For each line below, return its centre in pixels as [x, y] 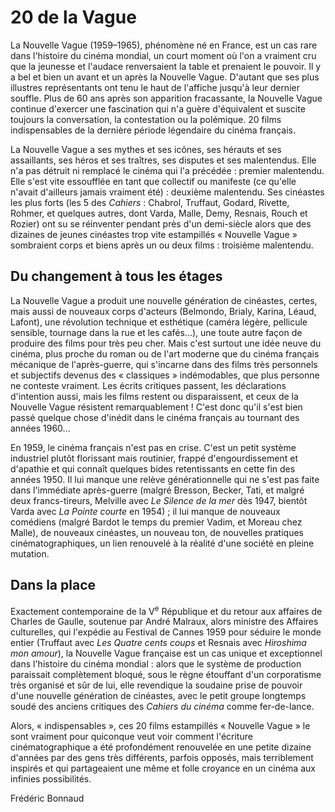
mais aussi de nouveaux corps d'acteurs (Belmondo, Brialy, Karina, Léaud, [163, 311]
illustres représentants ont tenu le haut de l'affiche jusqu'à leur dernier [155, 87]
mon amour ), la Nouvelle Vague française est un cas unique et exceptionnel [166, 653]
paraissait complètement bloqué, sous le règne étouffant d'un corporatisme [166, 675]
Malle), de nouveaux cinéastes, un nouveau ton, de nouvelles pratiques [157, 532]
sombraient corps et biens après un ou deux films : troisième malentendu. [162, 245]
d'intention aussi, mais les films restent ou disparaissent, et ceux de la [154, 396]
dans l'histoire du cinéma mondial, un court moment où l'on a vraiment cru [163, 55]
